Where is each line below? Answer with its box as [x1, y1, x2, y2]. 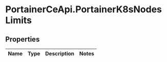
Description [45, 50, 74, 57]
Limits [5, 14, 32, 26]
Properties [5, 35, 40, 44]
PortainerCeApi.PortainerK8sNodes [5, 4, 162, 15]
